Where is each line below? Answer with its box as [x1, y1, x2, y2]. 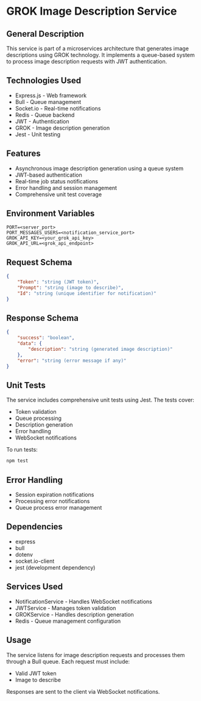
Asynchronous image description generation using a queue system [15, 164, 184, 172]
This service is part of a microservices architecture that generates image [6, 45, 189, 52]
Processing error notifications [15, 497, 90, 505]
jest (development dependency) [15, 563, 96, 571]
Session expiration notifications [15, 491, 94, 499]
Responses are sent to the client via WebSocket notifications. [6, 688, 160, 695]
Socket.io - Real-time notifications [15, 105, 101, 112]
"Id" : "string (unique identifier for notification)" [17, 290, 157, 296]
